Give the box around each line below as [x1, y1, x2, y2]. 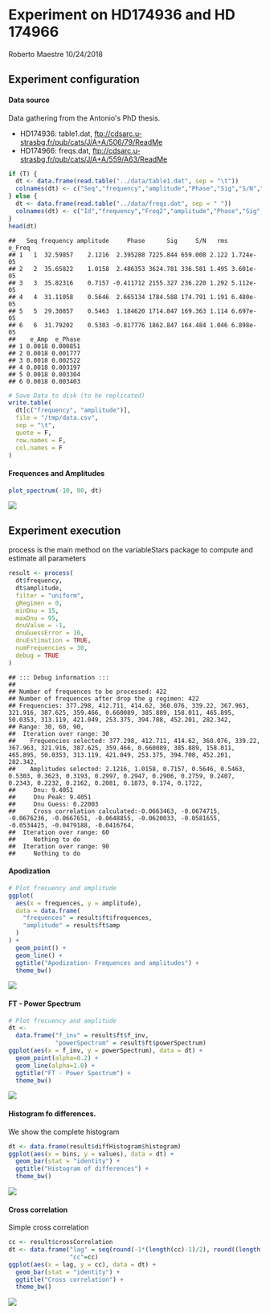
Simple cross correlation [8, 1222, 89, 1232]
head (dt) [8, 222, 38, 230]
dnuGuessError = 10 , [15, 629, 84, 637]
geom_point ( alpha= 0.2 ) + [15, 1053, 99, 1062]
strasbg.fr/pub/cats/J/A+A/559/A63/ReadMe [19, 154, 168, 164]
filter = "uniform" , [15, 591, 84, 600]
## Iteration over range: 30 [8, 729, 110, 737]
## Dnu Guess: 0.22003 [8, 800, 99, 808]
